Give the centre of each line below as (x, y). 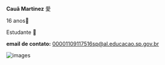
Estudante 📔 (21, 32)
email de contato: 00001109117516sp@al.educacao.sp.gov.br (82, 44)
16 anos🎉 (18, 21)
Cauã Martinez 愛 (29, 9)
